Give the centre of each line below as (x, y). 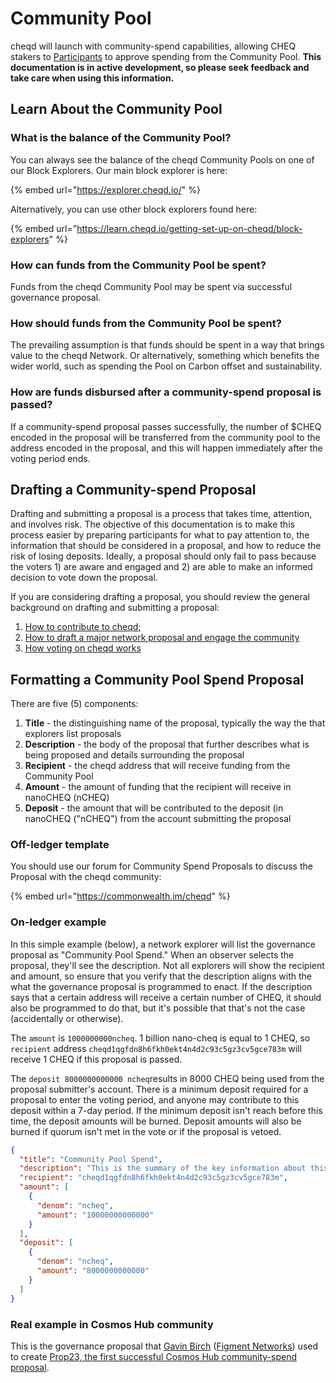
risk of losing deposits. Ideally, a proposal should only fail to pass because (163, 556)
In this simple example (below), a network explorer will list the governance (163, 944)
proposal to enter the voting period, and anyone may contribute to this (155, 1099)
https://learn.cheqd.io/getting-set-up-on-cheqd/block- (189, 228)
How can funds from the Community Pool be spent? (138, 265)
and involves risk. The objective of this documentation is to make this (152, 524)
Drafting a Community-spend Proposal (133, 489)
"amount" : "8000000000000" (93, 1271)
